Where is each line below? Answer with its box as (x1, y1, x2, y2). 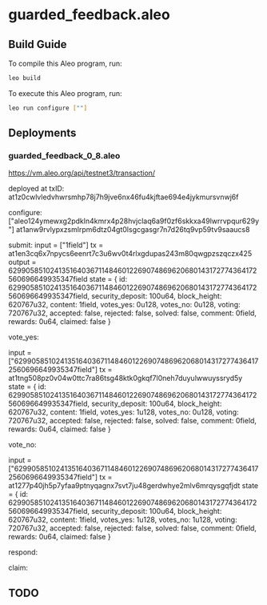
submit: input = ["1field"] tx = (8, 240, 104, 250)
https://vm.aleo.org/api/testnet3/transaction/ (8, 168, 156, 178)
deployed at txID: (8, 184, 65, 194)
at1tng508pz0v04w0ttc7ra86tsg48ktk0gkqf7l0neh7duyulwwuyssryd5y (8, 374, 243, 383)
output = (8, 258, 37, 267)
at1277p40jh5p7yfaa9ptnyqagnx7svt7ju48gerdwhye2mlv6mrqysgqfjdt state (8, 481, 259, 491)
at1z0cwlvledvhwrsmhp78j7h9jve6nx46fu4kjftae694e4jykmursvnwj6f (8, 192, 239, 202)
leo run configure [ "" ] (8, 104, 88, 112)
